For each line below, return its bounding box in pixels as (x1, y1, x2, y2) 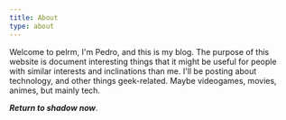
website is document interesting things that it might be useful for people (9, 56, 277, 67)
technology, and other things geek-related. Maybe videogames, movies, (9, 75, 277, 86)
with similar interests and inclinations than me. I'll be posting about (9, 65, 257, 77)
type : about (9, 22, 54, 31)
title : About (9, 13, 59, 23)
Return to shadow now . (9, 102, 98, 113)
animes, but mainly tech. (9, 85, 101, 96)
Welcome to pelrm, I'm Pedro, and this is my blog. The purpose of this (9, 46, 270, 57)
